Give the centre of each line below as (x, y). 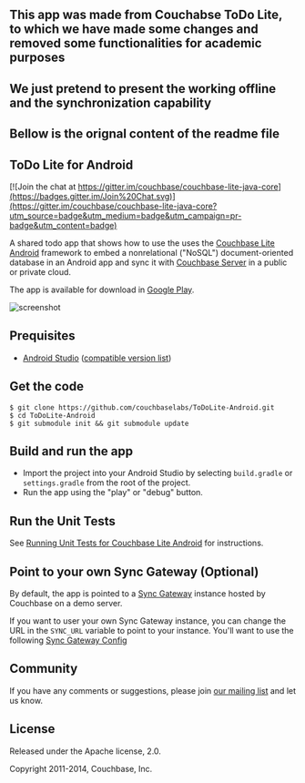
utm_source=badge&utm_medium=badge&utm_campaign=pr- (126, 215)
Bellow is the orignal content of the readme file (145, 134)
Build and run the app (71, 451)
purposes (37, 58)
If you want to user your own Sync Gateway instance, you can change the (148, 621)
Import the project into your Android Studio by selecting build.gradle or (158, 473)
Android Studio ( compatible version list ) (97, 358)
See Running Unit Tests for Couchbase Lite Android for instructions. (137, 543)
